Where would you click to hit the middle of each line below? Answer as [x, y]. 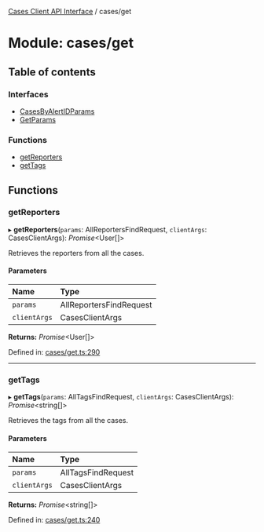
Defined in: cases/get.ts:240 [54, 519]
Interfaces [28, 94]
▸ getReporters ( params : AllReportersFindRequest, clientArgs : [108, 229]
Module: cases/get [71, 43]
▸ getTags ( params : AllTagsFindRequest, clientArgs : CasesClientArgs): [121, 397]
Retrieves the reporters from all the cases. [76, 253]
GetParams [38, 119]
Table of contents [52, 72]
